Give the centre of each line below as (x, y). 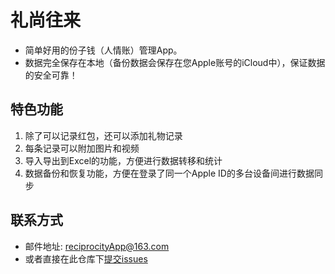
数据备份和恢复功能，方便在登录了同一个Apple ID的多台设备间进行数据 (169, 173)
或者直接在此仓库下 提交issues (86, 258)
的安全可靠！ (51, 75)
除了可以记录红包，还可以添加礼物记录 (103, 135)
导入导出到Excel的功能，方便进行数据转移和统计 (123, 160)
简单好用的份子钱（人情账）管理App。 (103, 50)
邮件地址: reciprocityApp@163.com (97, 246)
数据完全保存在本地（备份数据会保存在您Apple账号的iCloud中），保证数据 (175, 62)
